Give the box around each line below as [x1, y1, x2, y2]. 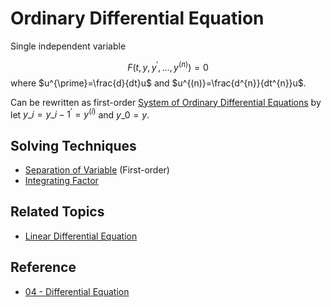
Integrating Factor [24, 175, 99, 187]
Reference [10, 259, 77, 276]
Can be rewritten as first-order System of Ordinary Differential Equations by [10, 96, 322, 108]
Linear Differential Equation [24, 230, 138, 242]
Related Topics [10, 203, 105, 221]
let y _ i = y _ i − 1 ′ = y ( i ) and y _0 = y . [10, 107, 150, 121]
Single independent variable [10, 40, 127, 52]
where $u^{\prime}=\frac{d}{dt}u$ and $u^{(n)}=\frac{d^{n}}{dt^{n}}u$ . [10, 77, 307, 89]
